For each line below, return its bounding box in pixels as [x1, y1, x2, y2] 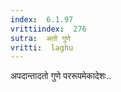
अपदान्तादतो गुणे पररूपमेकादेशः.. [10, 70, 112, 82]
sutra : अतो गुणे [10, 33, 71, 43]
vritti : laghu [10, 42, 74, 53]
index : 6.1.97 [10, 14, 74, 25]
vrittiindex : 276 [10, 24, 87, 34]
